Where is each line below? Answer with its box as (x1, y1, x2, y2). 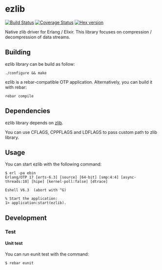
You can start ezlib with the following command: (5, 162, 102, 167)
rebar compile (5, 93, 34, 98)
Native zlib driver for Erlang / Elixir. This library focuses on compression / (5, 29, 152, 35)
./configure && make (5, 71, 47, 75)
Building (5, 48, 31, 56)
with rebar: (5, 84, 27, 90)
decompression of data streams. (5, 34, 71, 40)
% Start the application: (5, 196, 58, 201)
